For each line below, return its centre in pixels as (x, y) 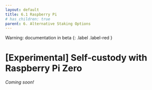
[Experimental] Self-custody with (76, 58)
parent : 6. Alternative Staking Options (48, 24)
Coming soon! (20, 82)
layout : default (22, 10)
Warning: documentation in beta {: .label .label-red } (59, 38)
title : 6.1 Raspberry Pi (31, 14)
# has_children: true (28, 19)
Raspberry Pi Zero (44, 68)
